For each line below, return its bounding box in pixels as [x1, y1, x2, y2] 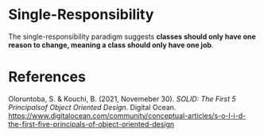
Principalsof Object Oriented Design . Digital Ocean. [8, 102, 177, 112]
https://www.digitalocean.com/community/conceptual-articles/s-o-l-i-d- [8, 111, 247, 120]
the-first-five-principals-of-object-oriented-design [8, 119, 175, 128]
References [8, 68, 86, 86]
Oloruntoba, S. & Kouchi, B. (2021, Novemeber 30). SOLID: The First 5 [8, 93, 236, 104]
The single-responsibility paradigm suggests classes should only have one [8, 32, 256, 41]
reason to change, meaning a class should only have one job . [8, 40, 214, 49]
